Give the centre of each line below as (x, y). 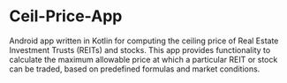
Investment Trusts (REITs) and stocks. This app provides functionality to (140, 49)
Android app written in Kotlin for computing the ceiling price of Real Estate (144, 41)
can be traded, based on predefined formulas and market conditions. (135, 69)
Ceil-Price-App (66, 16)
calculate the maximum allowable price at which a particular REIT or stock (143, 59)
